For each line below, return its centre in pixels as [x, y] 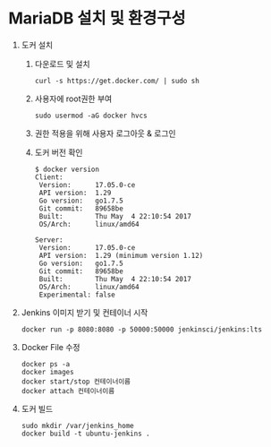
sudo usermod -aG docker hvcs [91, 116]
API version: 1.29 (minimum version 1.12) [121, 255]
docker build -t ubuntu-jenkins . [85, 434]
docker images [47, 372]
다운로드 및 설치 [62, 64]
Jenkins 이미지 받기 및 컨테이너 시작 [85, 312]
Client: [49, 177]
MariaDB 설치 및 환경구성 [97, 18]
